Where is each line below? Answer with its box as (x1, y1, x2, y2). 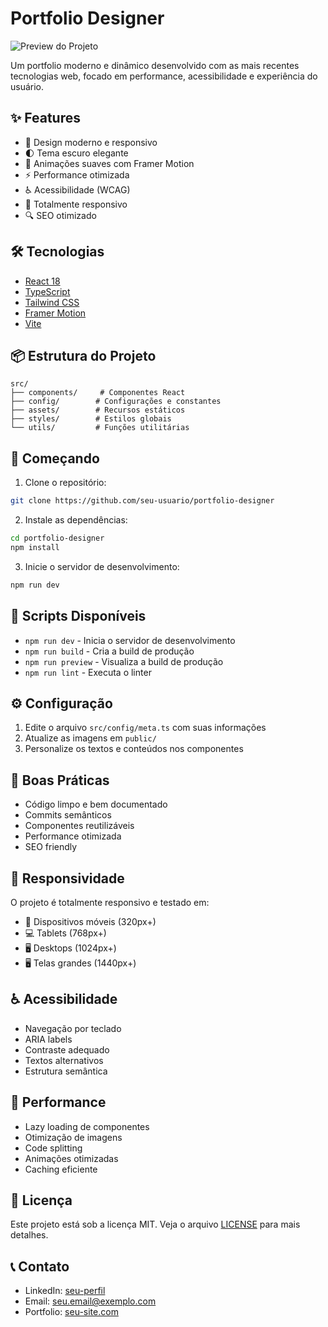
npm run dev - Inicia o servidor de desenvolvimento (24, 634, 236, 646)
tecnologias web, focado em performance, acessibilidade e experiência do (10, 70, 318, 82)
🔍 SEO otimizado (24, 209, 97, 221)
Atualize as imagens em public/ (24, 732, 157, 744)
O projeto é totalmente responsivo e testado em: (10, 896, 210, 908)
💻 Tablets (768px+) (24, 927, 107, 939)
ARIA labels (24, 1033, 73, 1045)
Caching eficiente (24, 1163, 98, 1175)
